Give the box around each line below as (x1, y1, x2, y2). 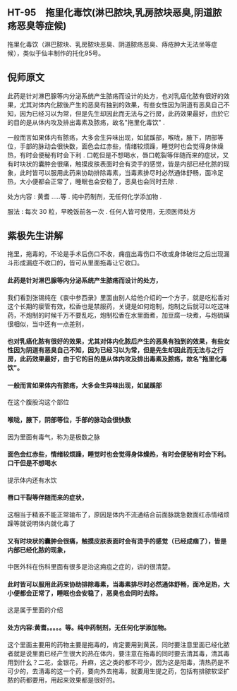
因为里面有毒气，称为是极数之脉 (7, 433, 100, 441)
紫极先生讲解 (7, 230, 63, 242)
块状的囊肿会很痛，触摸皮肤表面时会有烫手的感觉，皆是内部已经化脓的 (19, 160, 224, 168)
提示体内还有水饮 (7, 476, 57, 484)
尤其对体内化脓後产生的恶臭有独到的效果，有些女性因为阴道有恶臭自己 (19, 100, 224, 109)
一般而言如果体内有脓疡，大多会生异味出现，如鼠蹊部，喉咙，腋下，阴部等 (7, 133, 224, 141)
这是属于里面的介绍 (7, 606, 63, 614)
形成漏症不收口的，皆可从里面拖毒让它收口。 (13, 258, 143, 267)
